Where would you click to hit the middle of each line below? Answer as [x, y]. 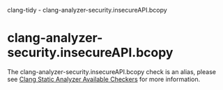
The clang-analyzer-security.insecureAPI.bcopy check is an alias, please [111, 71]
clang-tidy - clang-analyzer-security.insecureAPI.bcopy [87, 10]
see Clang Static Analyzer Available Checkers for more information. [104, 79]
